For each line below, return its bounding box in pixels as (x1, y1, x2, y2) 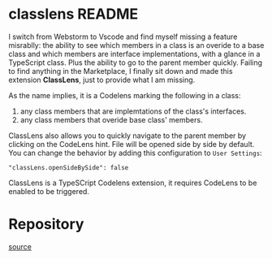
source (8, 241, 32, 252)
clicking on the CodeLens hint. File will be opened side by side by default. (8, 139, 255, 149)
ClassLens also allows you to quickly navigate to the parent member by (8, 131, 246, 140)
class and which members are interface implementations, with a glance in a (8, 49, 261, 58)
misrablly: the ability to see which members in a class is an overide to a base (8, 40, 265, 50)
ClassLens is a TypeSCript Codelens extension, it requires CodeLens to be (8, 178, 257, 188)
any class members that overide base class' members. (19, 114, 203, 124)
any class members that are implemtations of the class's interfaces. (19, 106, 247, 116)
